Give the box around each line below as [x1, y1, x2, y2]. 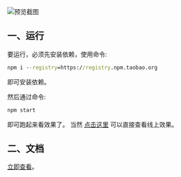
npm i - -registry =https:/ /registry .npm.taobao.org [7, 64, 158, 71]
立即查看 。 [7, 162, 38, 171]
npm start [7, 106, 36, 114]
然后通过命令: [7, 92, 47, 101]
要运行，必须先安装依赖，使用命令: [7, 50, 108, 58]
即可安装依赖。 [7, 77, 50, 86]
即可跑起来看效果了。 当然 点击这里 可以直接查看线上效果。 [7, 120, 178, 129]
